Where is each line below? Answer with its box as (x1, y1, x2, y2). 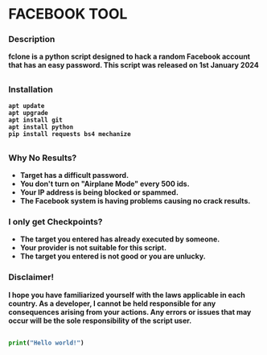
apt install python (8, 123, 74, 131)
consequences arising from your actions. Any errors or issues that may (8, 307, 252, 316)
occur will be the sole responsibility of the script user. (8, 316, 192, 325)
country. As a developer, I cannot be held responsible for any (8, 299, 216, 308)
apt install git (8, 116, 63, 125)
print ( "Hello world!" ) (8, 339, 84, 347)
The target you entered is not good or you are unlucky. (19, 251, 207, 262)
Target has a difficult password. (19, 171, 129, 180)
